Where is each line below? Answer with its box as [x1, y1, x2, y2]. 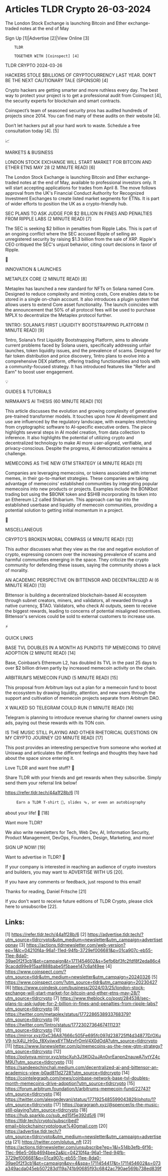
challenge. [5, 450, 27, 456]
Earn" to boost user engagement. [5, 369, 74, 375]
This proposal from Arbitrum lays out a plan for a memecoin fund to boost [5, 684, 157, 690]
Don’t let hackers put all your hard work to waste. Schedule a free [5, 122, 140, 128]
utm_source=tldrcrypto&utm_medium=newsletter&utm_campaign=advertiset [5, 937, 163, 943]
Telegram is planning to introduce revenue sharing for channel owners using [5, 714, 162, 720]
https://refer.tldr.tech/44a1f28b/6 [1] [5, 789, 79, 795]
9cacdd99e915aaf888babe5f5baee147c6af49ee [5, 963, 105, 969]
